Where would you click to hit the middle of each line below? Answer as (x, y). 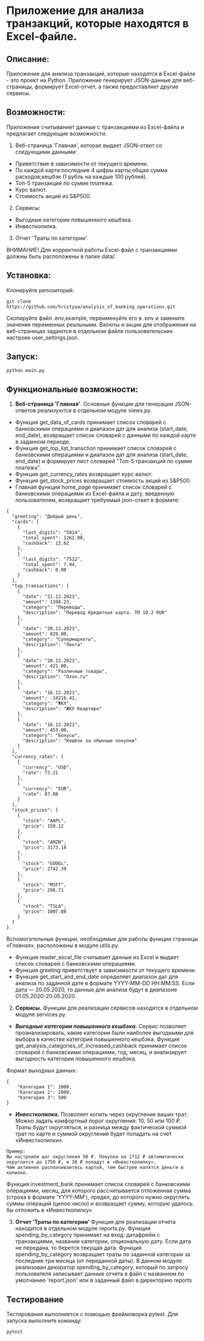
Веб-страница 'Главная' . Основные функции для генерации (94, 404)
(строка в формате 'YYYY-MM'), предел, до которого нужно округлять (98, 1197)
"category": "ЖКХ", (47, 703)
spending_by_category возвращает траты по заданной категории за (103, 1254)
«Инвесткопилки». (39, 1140)
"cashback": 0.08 (44, 570)
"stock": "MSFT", (44, 885)
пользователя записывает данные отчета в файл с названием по (100, 1274)
